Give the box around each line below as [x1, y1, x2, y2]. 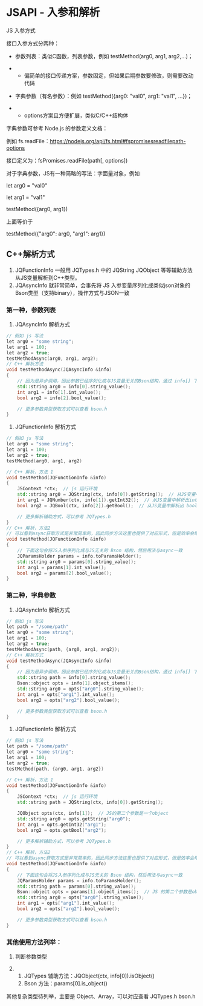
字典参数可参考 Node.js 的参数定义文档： [6, 124, 108, 132]
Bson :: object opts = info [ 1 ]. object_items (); [17, 680, 134, 686]
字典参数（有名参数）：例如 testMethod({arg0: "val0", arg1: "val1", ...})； [14, 92, 192, 100]
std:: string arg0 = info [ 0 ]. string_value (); [17, 383, 131, 390]
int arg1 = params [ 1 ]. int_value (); [17, 564, 107, 570]
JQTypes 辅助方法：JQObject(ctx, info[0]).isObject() [24, 972, 155, 980]
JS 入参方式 [6, 27, 36, 34]
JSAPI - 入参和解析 [6, 5, 100, 19]
